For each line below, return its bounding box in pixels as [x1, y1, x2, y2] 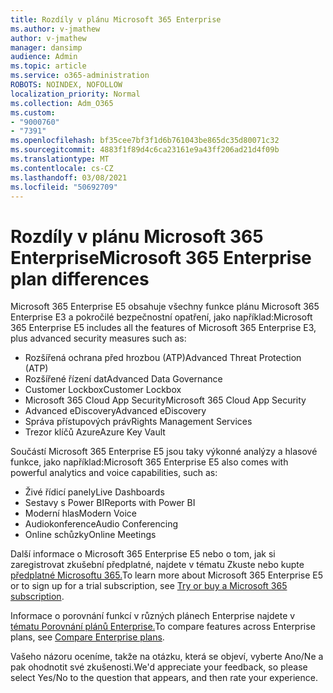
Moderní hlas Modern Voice [24, 507, 137, 520]
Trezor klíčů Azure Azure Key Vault [24, 426, 166, 438]
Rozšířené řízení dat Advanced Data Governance [24, 373, 223, 385]
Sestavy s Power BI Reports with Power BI [24, 497, 196, 509]
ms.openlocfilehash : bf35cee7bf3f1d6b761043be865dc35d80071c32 [10, 136, 280, 146]
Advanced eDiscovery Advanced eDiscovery [24, 405, 207, 417]
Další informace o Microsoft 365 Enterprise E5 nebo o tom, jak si [10, 548, 276, 560]
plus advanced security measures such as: [10, 332, 187, 345]
